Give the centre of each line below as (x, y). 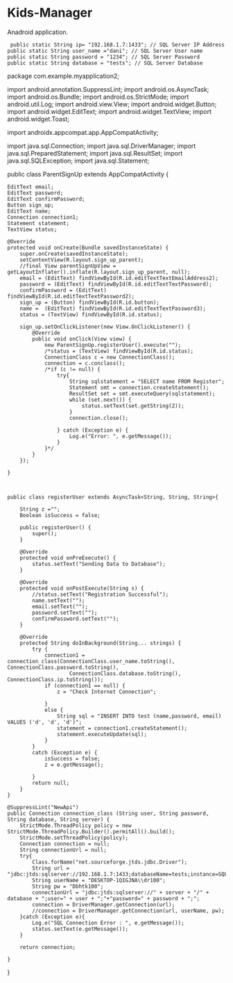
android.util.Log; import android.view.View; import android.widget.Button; (112, 104)
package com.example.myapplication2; (63, 76)
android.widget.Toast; (38, 119)
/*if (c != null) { (72, 369)
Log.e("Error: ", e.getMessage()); (120, 436)
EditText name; (29, 211)
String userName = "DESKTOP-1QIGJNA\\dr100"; (99, 880)
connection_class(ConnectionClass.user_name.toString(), (91, 661)
